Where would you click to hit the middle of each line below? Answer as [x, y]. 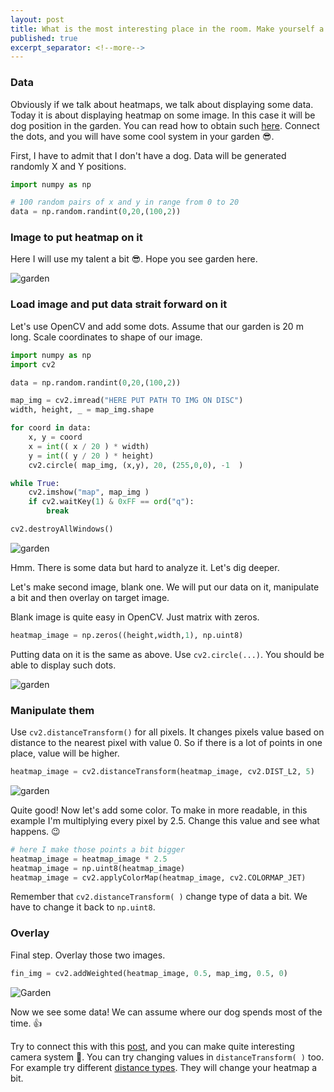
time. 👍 [26, 1023]
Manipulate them [52, 710]
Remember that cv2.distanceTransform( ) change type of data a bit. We [159, 897]
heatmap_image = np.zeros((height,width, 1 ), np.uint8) [127, 635]
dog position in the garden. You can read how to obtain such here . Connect [165, 125]
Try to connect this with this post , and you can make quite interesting [152, 1046]
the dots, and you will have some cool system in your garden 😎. [142, 136]
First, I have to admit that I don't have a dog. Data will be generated [148, 155]
